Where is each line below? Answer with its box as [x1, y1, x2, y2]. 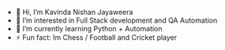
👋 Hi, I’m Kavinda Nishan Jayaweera [15, 8, 133, 16]
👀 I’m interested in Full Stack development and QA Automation [15, 16, 218, 25]
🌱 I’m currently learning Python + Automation [15, 24, 163, 33]
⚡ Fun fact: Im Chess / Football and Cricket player [15, 33, 178, 42]
